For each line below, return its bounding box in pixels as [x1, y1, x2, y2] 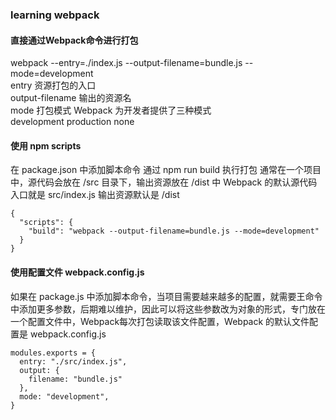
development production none [10, 116, 135, 128]
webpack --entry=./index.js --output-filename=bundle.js [10, 57, 243, 69]
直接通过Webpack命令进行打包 [10, 34, 139, 46]
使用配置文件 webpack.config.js [10, 266, 145, 278]
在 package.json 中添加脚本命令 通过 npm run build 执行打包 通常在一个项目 [10, 164, 322, 176]
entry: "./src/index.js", [19, 356, 128, 367]
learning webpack [10, 8, 100, 22]
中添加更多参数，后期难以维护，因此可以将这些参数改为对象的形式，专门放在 [10, 303, 326, 315]
